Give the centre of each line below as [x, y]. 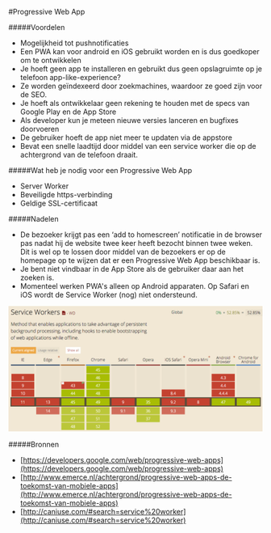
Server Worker [44, 186]
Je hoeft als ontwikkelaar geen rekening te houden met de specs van [135, 103]
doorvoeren [40, 129]
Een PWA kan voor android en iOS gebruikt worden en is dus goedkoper [140, 51]
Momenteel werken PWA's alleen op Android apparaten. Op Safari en [135, 286]
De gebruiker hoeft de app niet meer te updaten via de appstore [126, 137]
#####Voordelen [37, 27]
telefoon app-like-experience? [70, 77]
